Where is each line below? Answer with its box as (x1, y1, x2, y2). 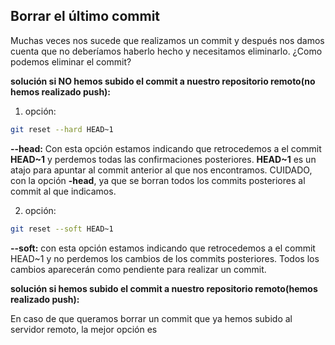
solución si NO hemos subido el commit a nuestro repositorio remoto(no (10, 75, 316, 87)
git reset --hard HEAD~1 (10, 124, 114, 134)
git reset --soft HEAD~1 (10, 224, 114, 234)
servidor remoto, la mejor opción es (10, 323, 158, 335)
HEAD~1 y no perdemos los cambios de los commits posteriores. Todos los (10, 252, 320, 264)
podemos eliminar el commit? (10, 55, 132, 68)
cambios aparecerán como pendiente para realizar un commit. (10, 263, 267, 275)
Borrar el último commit (10, 8, 161, 25)
